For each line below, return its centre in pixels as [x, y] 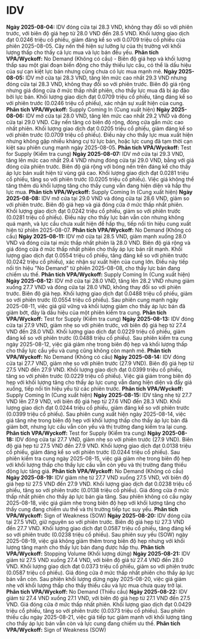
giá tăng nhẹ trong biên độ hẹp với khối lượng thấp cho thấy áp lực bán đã [97, 420]
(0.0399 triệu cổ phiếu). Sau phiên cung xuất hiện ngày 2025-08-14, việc [96, 414]
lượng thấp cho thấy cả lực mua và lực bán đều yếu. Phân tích [83, 52]
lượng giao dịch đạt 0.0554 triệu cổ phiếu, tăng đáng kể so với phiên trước [97, 255]
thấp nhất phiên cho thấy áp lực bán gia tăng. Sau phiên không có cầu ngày [99, 496]
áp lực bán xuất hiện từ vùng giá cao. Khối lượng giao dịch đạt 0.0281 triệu [98, 173]
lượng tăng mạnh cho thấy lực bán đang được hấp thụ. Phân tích [86, 547]
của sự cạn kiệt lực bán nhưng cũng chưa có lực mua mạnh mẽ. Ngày [92, 71]
